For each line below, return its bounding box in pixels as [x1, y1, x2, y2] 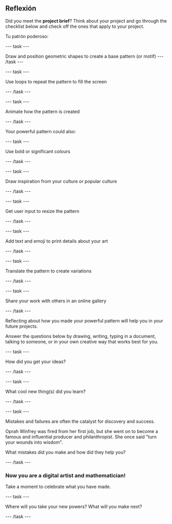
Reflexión [5, 4, 37, 13]
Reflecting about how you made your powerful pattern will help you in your [5, 317, 163, 323]
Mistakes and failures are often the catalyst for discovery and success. [5, 418, 155, 424]
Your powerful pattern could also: [5, 128, 76, 134]
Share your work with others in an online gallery [5, 298, 107, 304]
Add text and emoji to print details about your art [5, 238, 108, 244]
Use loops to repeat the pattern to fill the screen [5, 78, 107, 84]
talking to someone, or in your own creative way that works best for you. [5, 338, 159, 345]
